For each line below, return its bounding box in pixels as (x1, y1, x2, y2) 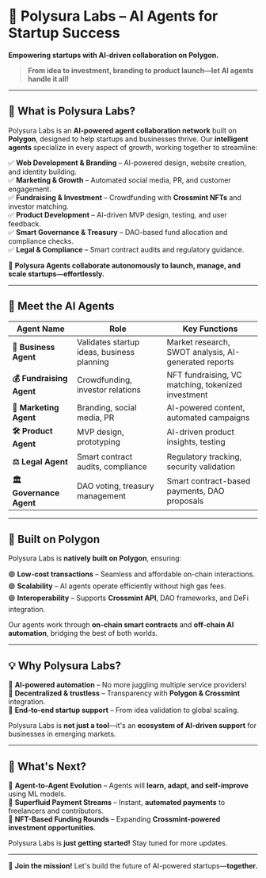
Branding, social (76, 402, 137, 413)
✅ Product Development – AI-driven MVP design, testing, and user (8, 210, 228, 219)
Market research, (166, 337, 230, 348)
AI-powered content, (166, 402, 245, 413)
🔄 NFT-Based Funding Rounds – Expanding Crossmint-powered (8, 814, 221, 824)
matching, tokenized (166, 379, 243, 390)
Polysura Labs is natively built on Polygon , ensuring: (8, 553, 182, 563)
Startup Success (8, 24, 120, 42)
